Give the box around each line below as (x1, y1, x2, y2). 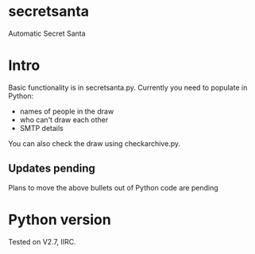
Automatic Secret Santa (8, 29, 86, 38)
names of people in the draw (19, 106, 114, 116)
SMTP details (19, 123, 64, 133)
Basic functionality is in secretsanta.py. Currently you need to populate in (8, 83, 248, 92)
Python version (8, 210, 111, 229)
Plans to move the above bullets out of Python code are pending (8, 183, 218, 192)
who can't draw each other (19, 114, 109, 125)
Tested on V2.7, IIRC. (8, 237, 77, 246)
